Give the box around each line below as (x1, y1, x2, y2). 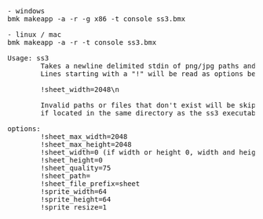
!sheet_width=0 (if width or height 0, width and (40, 148, 236, 156)
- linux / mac (7, 31, 62, 38)
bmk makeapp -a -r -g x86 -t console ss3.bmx (7, 15, 186, 23)
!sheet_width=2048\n (40, 86, 119, 93)
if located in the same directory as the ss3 (40, 109, 219, 117)
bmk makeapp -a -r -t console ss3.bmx (7, 38, 157, 46)
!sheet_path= (40, 172, 91, 180)
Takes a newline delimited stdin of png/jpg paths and (40, 62, 256, 70)
